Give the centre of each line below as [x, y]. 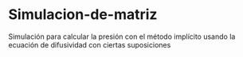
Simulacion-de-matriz [83, 15]
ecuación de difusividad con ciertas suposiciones [90, 44]
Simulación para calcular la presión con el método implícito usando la [122, 36]
